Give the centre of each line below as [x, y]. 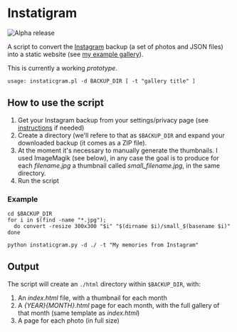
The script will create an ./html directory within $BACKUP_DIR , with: [104, 284]
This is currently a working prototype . [62, 68]
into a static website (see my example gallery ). [75, 54]
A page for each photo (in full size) [68, 320]
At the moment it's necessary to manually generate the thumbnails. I [118, 150]
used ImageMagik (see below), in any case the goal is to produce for [118, 157]
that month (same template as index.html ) [79, 313]
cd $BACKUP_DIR [30, 214]
